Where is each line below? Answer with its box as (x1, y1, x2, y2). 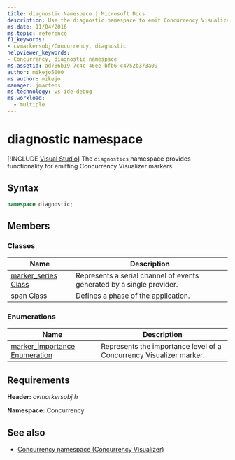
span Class (10, 291, 48, 301)
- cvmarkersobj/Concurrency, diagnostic (7, 43, 127, 50)
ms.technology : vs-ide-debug (7, 88, 92, 95)
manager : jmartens (7, 82, 61, 89)
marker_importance (10, 342, 76, 352)
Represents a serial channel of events (76, 271, 199, 280)
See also (7, 426, 45, 438)
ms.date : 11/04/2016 (7, 23, 68, 30)
